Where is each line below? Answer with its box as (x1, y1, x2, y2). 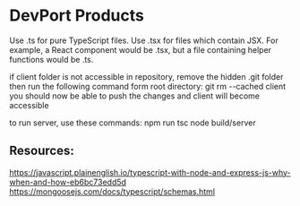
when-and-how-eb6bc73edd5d (9, 176, 127, 187)
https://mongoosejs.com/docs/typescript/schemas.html (9, 185, 216, 197)
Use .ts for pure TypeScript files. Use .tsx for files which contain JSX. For (9, 35, 279, 46)
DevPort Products (9, 5, 145, 26)
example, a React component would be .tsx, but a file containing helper (9, 44, 271, 55)
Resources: (9, 143, 74, 159)
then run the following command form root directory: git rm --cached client (9, 81, 287, 91)
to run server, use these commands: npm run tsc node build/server (9, 117, 257, 128)
